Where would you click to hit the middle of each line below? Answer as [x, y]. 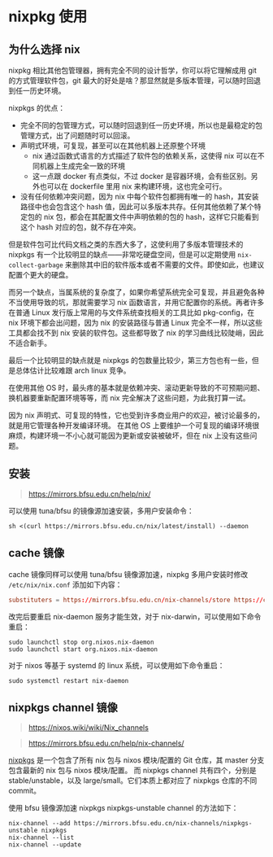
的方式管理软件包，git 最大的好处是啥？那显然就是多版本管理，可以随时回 [131, 81]
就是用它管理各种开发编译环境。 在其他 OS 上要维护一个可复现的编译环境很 [134, 425]
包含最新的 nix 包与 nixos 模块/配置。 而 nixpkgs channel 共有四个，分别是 [133, 771]
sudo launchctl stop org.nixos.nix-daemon [81, 642]
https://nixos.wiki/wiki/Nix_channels [88, 728]
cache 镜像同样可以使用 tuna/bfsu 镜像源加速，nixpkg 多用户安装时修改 [128, 574]
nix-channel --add [39, 824]
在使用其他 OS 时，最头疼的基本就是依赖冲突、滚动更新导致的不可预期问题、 [136, 388]
